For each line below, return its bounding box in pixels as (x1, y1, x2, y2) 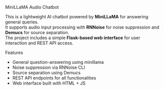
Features (5, 49, 23, 55)
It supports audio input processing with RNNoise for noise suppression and (5, 24, 160, 30)
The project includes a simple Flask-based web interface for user (5, 35, 141, 41)
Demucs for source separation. (5, 30, 70, 35)
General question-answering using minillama (12, 59, 104, 65)
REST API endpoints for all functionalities (12, 75, 96, 81)
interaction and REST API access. (5, 40, 74, 46)
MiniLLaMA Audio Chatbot (5, 4, 59, 10)
